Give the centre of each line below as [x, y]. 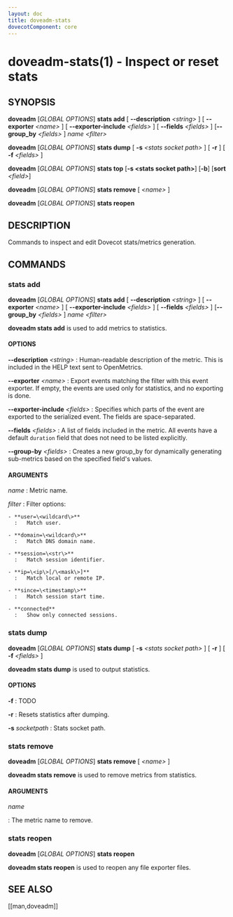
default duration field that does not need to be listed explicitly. [98, 438]
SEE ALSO [30, 889]
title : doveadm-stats [40, 20]
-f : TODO [22, 701]
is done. [20, 396]
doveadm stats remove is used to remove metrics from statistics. [103, 775]
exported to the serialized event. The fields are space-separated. [101, 417]
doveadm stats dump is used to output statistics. [79, 669]
